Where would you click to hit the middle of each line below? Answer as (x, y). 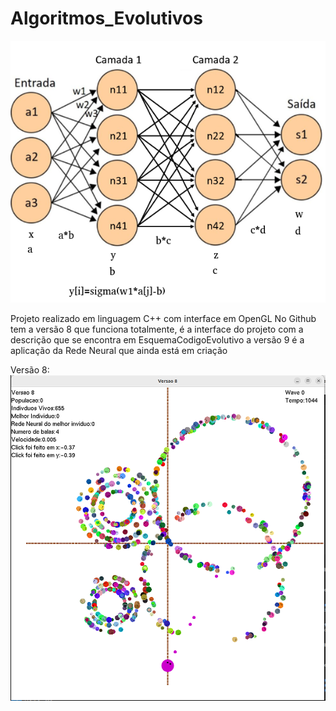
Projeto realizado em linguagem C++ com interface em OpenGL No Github (163, 318)
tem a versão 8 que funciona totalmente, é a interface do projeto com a (157, 329)
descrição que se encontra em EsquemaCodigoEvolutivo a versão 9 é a (157, 339)
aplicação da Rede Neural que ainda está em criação (119, 350)
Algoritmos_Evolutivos (106, 18)
